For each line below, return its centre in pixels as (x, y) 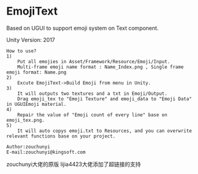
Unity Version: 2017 (31, 40)
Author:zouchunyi (28, 147)
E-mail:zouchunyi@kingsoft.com (46, 152)
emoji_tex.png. (26, 120)
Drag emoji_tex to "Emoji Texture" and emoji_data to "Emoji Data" (104, 99)
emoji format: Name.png (37, 72)
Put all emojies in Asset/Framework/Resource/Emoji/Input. (94, 61)
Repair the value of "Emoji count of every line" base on (92, 115)
